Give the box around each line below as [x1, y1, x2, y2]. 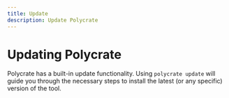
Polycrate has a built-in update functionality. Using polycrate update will [7, 70, 216, 78]
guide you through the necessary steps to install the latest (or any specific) [7, 77, 223, 85]
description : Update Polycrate [7, 17, 98, 24]
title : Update [7, 10, 49, 17]
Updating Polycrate [7, 47, 122, 63]
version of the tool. [7, 84, 61, 92]
